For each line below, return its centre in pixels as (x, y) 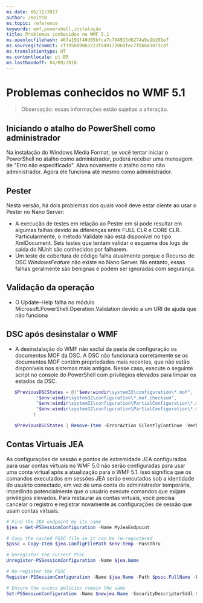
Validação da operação (50, 288)
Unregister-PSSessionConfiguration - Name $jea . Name (72, 561)
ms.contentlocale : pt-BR (37, 57)
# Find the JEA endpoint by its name (54, 522)
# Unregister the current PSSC (46, 555)
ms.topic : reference (32, 23)
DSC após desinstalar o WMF (62, 334)
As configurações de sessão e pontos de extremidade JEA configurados (97, 459)
